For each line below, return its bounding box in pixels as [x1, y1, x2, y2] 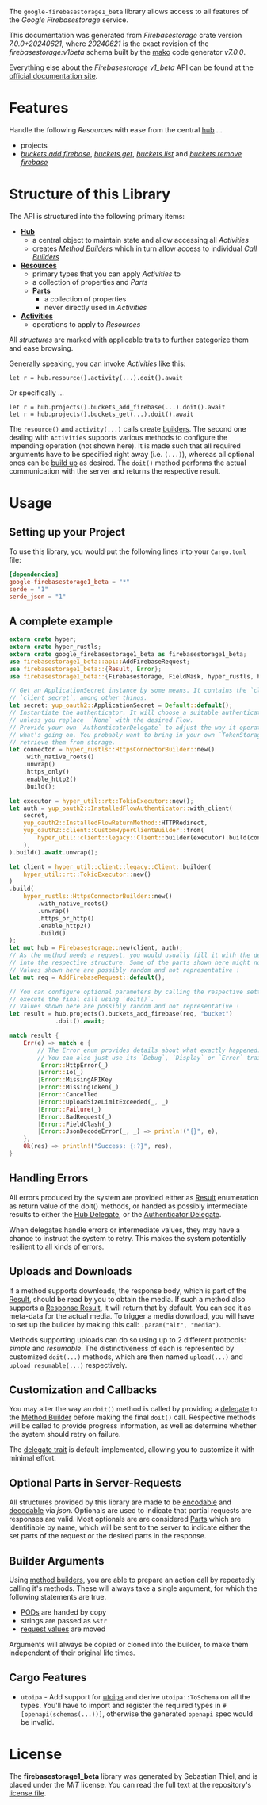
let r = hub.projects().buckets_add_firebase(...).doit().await [9, 403, 226, 411]
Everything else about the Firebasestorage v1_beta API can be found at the [9, 63, 254, 72]
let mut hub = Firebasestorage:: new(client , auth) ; [9, 944, 183, 952]
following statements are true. [9, 1592, 107, 1601]
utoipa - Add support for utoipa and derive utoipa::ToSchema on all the [20, 1692, 250, 1701]
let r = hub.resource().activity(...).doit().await [9, 374, 183, 382]
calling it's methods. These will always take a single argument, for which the [9, 1584, 257, 1593]
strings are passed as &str [20, 1616, 108, 1625]
